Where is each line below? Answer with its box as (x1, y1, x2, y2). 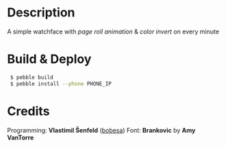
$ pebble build (10, 74, 53, 81)
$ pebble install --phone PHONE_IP (10, 80, 112, 87)
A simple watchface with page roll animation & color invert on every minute (7, 27, 219, 36)
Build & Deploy (7, 51, 92, 67)
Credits (7, 103, 50, 119)
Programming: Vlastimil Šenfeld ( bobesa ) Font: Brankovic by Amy (7, 126, 196, 134)
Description (7, 5, 75, 21)
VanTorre (7, 133, 34, 142)
